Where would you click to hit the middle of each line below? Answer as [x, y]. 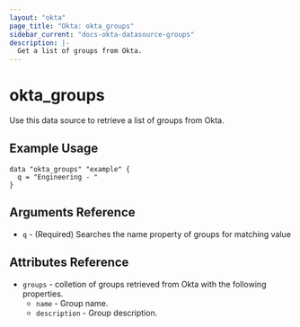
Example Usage [54, 149]
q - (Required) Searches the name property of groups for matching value [157, 234]
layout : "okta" [38, 18]
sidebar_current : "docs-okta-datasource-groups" [102, 34]
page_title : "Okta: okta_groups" [72, 26]
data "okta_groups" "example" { [70, 169]
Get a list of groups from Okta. [80, 51]
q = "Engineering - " [58, 177]
